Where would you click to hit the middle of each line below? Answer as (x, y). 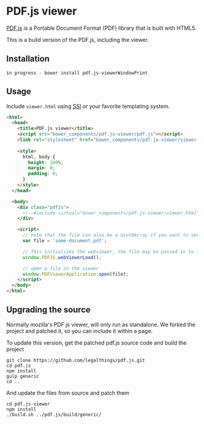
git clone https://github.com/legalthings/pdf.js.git (76, 360)
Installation (28, 59)
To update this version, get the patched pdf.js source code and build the (97, 343)
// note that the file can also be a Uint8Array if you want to (105, 235)
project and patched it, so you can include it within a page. (80, 331)
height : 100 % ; (46, 162)
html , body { (39, 157)
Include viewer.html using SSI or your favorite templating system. (88, 106)
